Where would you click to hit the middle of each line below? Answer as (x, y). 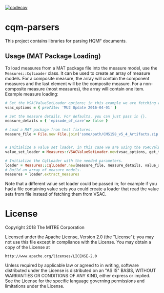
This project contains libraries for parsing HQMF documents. (66, 41)
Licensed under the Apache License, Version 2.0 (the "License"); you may (80, 237)
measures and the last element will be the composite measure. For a (74, 84)
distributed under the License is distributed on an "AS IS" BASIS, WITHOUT (81, 270)
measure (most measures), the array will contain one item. (86, 89)
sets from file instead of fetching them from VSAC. (56, 194)
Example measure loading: (32, 94)
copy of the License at (28, 248)
